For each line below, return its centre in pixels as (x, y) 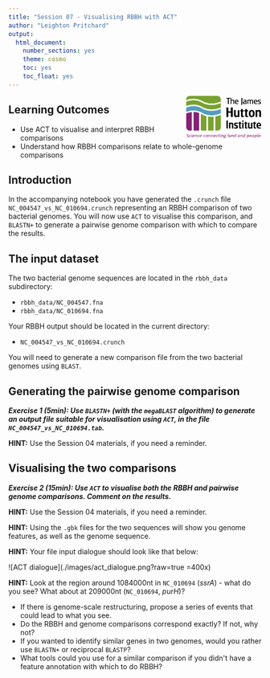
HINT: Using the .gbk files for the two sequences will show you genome (127, 527)
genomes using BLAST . (45, 366)
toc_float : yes (48, 76)
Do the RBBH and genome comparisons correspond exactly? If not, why (139, 623)
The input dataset (53, 258)
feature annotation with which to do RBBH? (91, 666)
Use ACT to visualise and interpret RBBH (87, 129)
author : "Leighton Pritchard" (59, 25)
